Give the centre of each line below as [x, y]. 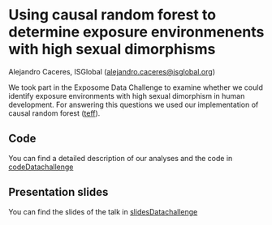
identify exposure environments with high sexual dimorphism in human [127, 96]
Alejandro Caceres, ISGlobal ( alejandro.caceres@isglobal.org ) [112, 71]
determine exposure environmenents [136, 32]
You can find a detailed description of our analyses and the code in [121, 158]
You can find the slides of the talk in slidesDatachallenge [103, 211]
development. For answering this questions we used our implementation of [134, 104]
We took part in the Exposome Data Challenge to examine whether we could [136, 87]
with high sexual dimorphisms [112, 49]
